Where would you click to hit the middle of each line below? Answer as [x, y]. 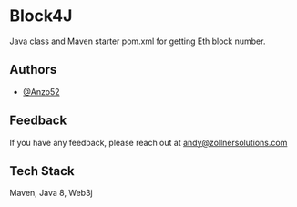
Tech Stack [42, 171]
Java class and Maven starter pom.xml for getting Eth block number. [138, 41]
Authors [33, 70]
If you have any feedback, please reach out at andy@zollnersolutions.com [148, 142]
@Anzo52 [41, 91]
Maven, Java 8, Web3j [51, 193]
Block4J [41, 16]
